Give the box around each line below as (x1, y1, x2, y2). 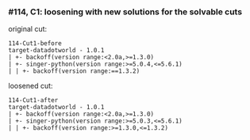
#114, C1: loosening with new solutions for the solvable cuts (8, 6, 243, 17)
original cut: (8, 25, 48, 34)
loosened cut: (8, 81, 53, 91)
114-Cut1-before (8, 40, 62, 47)
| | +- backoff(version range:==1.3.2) (8, 67, 140, 75)
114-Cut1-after (8, 96, 59, 104)
